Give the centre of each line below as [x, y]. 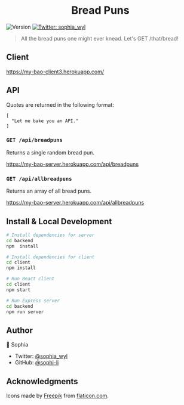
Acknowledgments [42, 381]
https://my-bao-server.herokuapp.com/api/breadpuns [73, 164]
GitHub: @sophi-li [37, 363]
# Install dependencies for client [50, 257]
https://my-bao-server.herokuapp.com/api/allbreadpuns [75, 203]
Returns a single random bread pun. [50, 152]
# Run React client [30, 279]
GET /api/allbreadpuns [39, 179]
